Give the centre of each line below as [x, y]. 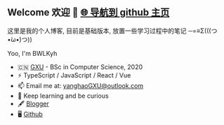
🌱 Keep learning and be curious [63, 96]
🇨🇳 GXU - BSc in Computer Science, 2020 [80, 67]
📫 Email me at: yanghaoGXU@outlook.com [80, 85]
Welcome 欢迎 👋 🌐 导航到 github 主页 [88, 13]
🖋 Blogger [33, 103]
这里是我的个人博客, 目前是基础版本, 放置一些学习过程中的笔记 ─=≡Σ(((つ [112, 31]
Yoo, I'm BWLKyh [32, 53]
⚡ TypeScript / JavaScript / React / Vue [74, 75]
